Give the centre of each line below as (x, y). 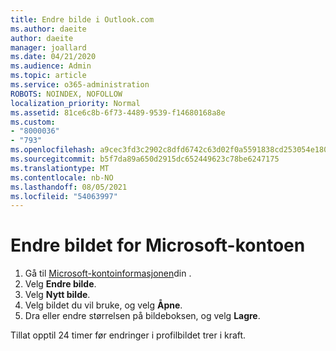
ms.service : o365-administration (80, 85)
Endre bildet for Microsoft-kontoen (158, 245)
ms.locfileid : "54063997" (64, 196)
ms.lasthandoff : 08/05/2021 (69, 187)
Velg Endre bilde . (60, 284)
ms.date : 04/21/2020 (53, 57)
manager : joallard (48, 47)
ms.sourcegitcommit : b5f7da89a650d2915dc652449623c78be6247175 (145, 159)
